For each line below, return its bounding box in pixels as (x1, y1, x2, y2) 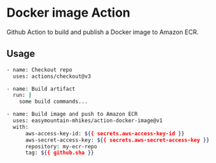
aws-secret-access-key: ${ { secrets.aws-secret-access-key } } (24, 137, 210, 144)
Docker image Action (6, 5, 130, 21)
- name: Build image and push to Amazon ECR (6, 111, 138, 118)
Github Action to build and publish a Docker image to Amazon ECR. (6, 28, 199, 36)
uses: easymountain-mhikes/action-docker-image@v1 (13, 117, 163, 124)
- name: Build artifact (6, 85, 76, 92)
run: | (13, 92, 32, 98)
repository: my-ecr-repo (24, 143, 98, 150)
